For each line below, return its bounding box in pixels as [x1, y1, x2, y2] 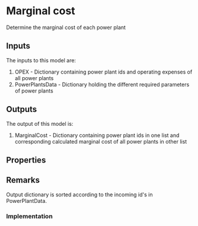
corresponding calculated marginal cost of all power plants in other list [14, 138, 187, 145]
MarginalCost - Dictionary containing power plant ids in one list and [14, 132, 180, 139]
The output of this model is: [6, 120, 74, 127]
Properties [6, 155, 46, 165]
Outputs [6, 104, 37, 114]
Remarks [6, 175, 40, 185]
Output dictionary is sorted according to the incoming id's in [6, 191, 153, 198]
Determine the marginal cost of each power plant [6, 24, 126, 31]
